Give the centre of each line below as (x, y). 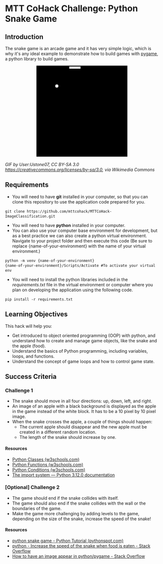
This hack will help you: (28, 326)
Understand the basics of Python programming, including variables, (80, 351)
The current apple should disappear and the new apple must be (83, 427)
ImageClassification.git (30, 216)
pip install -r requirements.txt (39, 299)
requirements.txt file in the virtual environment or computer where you (82, 284)
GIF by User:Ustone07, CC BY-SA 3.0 (42, 164)
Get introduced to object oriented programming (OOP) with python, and (84, 335)
